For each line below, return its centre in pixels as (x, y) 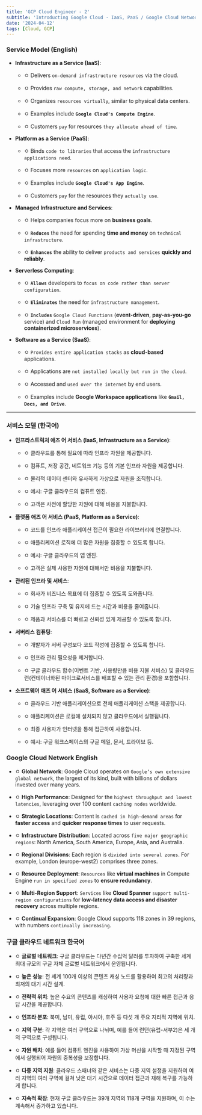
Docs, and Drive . (45, 403)
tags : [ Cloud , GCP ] (31, 29)
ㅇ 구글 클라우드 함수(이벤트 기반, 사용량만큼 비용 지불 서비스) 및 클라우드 (109, 670)
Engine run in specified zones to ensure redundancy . (83, 881)
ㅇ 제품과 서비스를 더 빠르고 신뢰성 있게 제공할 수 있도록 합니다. (97, 619)
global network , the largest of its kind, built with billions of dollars (96, 778)
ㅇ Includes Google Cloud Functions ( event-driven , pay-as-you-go (107, 315)
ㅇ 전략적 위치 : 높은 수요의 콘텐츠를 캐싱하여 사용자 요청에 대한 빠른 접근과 (101, 997)
